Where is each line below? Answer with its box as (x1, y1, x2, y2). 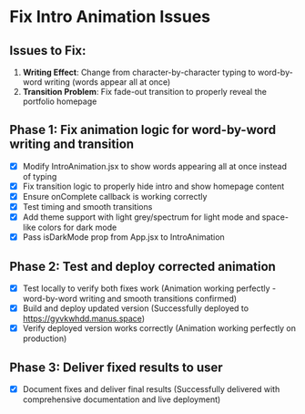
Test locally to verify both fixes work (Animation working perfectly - (22, 283, 276, 294)
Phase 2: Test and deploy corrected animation (9, 258, 276, 274)
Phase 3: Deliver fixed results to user (9, 359, 223, 375)
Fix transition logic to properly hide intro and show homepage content (22, 181, 285, 191)
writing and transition (9, 137, 135, 152)
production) (22, 333, 67, 344)
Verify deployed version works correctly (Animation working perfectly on (22, 323, 296, 334)
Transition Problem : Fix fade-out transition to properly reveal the (22, 87, 267, 97)
